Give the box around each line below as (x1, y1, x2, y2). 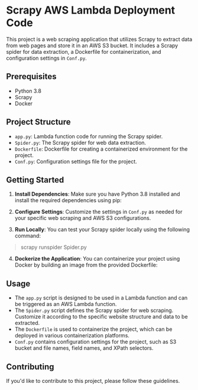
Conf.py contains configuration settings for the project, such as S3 (14, 338, 177, 346)
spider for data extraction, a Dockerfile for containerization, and (6, 48, 161, 55)
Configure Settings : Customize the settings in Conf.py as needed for (14, 208, 183, 216)
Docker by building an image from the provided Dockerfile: (14, 261, 158, 269)
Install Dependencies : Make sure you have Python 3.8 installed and (14, 190, 180, 198)
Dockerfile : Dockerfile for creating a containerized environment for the (14, 145, 188, 152)
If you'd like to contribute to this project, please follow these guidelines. (6, 378, 180, 384)
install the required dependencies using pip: (14, 197, 122, 204)
